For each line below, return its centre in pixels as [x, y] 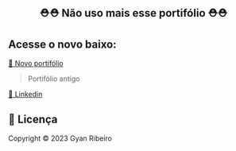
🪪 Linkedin [25, 95]
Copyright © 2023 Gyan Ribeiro [60, 138]
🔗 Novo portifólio [36, 64]
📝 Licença [33, 119]
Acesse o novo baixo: [62, 44]
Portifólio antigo [54, 79]
